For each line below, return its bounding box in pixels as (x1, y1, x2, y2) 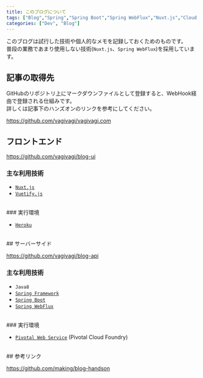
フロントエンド (6, 136, 63, 147)
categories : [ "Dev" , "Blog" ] (6, 20, 80, 26)
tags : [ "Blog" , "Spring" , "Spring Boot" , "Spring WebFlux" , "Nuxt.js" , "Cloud (6, 15, 198, 21)
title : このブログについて (6, 9, 66, 15)
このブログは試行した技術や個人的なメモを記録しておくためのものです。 (6, 38, 187, 45)
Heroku (15, 222, 32, 228)
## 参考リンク (6, 352, 41, 360)
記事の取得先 (6, 72, 55, 83)
